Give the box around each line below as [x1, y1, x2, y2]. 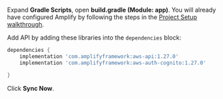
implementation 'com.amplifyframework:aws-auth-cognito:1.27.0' [19, 59, 207, 66]
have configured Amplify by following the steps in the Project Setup [7, 13, 197, 21]
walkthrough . [7, 20, 44, 28]
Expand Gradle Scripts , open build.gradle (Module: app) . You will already [7, 6, 217, 14]
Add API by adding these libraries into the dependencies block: [7, 33, 181, 42]
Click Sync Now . [7, 84, 55, 92]
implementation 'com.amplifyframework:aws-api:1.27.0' [19, 53, 179, 60]
